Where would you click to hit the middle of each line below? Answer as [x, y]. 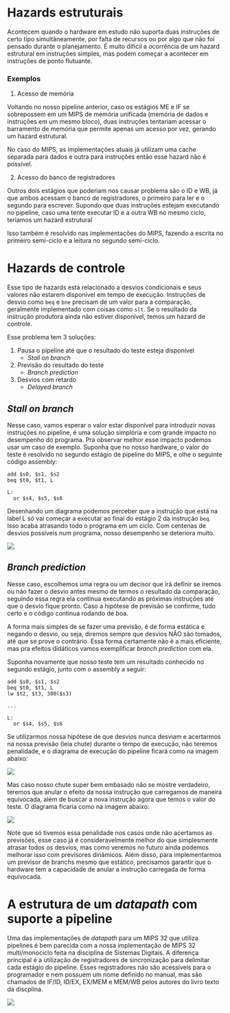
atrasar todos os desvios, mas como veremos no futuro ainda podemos [108, 847]
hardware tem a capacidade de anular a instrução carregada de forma [106, 869]
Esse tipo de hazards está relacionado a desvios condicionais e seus [104, 287]
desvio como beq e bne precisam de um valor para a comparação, [100, 302]
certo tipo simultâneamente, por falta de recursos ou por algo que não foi [111, 38]
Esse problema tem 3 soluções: [51, 337]
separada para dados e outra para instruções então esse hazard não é [107, 157]
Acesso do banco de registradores [66, 177]
